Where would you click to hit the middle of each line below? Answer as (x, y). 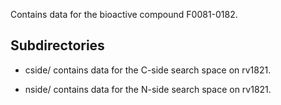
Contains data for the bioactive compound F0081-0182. (124, 14)
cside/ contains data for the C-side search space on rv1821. (148, 70)
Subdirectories (57, 45)
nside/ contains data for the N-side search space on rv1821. (148, 89)
